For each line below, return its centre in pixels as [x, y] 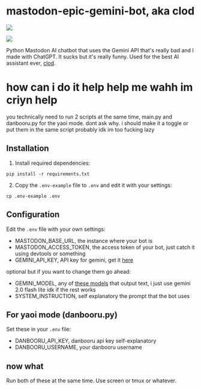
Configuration [33, 215]
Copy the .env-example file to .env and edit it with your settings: [93, 185]
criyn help [32, 100]
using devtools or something [50, 253]
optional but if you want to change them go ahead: [68, 271]
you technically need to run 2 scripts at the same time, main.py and [89, 117]
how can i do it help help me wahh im [100, 87]
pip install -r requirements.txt [48, 174]
